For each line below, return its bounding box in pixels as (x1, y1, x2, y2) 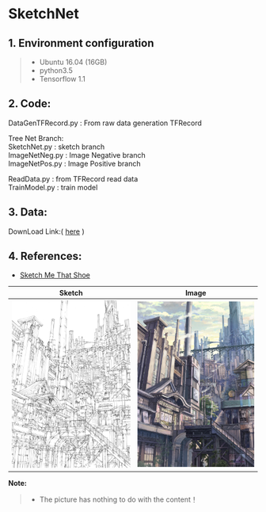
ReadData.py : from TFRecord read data (8, 174, 139, 183)
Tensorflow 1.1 (39, 75, 85, 83)
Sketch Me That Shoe (19, 270, 91, 280)
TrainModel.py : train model (8, 182, 98, 192)
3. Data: (8, 205, 47, 219)
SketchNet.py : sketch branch (8, 142, 105, 151)
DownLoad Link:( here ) (8, 227, 85, 236)
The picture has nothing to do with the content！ (39, 495, 198, 504)
